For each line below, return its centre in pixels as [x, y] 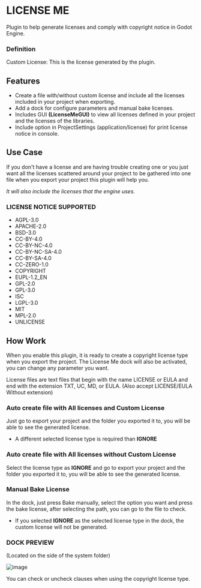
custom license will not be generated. [61, 527]
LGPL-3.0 [26, 303]
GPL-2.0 [25, 284]
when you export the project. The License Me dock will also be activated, [97, 361]
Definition [21, 49]
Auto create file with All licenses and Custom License [85, 407]
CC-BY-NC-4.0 [34, 245]
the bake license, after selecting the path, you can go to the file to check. [97, 509]
